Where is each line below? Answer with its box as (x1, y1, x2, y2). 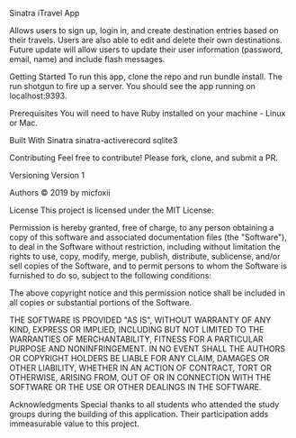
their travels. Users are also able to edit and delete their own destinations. (9, 35, 283, 45)
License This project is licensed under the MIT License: (9, 205, 214, 215)
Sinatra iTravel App (9, 8, 80, 18)
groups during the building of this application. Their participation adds (9, 409, 269, 419)
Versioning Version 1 (9, 170, 85, 180)
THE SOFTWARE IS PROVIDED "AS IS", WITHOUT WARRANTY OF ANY (9, 315, 272, 325)
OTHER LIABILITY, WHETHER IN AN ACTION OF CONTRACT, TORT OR (9, 362, 272, 373)
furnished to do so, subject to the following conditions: (9, 270, 211, 280)
